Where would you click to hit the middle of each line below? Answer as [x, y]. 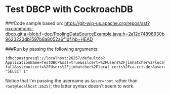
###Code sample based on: [34, 23]
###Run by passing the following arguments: [52, 49]
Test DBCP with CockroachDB [69, 9]
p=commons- [19, 28]
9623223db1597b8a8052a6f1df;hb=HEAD [49, 39]
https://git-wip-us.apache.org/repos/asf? [107, 23]
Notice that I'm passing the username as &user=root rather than [71, 80]
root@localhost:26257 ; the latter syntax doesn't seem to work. [70, 86]
